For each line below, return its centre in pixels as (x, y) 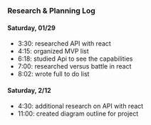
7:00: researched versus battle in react (74, 66)
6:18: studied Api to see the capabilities (75, 59)
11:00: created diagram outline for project (78, 114)
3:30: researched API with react (64, 44)
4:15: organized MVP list (53, 51)
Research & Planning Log (52, 11)
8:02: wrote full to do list (53, 74)
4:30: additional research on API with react (80, 106)
